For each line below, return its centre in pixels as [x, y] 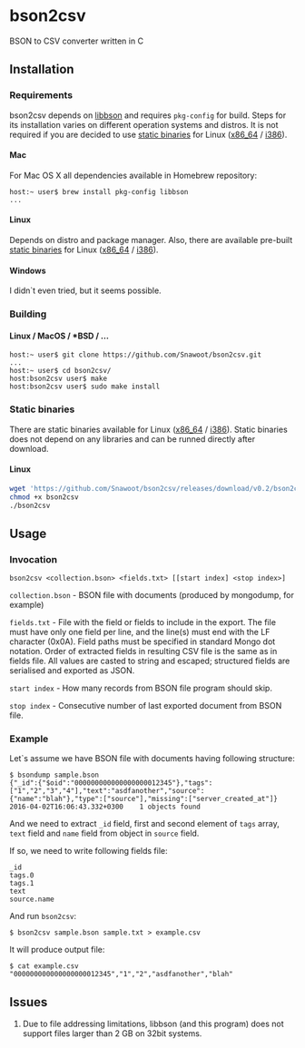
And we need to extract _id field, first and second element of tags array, [144, 824]
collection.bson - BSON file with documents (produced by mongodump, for [152, 595]
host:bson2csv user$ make [58, 379]
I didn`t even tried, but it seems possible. [85, 290]
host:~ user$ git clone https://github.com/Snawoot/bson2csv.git [135, 355]
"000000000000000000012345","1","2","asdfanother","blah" [121, 975]
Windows [28, 270]
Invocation [33, 559]
